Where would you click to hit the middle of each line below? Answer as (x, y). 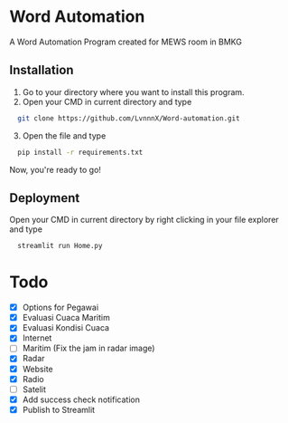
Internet (37, 338)
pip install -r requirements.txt (80, 152)
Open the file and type (64, 135)
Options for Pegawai (60, 308)
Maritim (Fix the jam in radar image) (88, 348)
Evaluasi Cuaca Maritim (66, 318)
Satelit (34, 389)
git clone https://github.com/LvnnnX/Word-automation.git (129, 118)
